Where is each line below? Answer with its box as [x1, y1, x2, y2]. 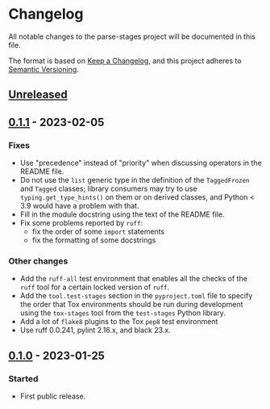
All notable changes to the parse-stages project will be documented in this [8, 32, 256, 41]
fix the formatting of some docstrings [31, 235, 156, 245]
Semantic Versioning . [8, 64, 79, 74]
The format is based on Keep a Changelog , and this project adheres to [8, 56, 242, 65]
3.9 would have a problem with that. [19, 201, 139, 211]
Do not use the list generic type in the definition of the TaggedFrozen [19, 175, 250, 185]
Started [8, 373, 39, 384]
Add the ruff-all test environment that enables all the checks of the [19, 274, 248, 284]
